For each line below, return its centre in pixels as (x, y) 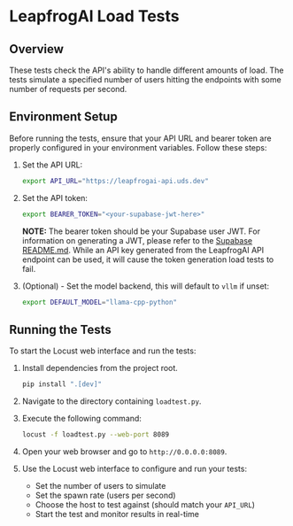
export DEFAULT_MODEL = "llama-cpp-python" (100, 302)
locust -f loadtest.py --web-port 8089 (96, 435)
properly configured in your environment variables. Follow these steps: (138, 147)
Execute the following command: (81, 419)
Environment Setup (63, 117)
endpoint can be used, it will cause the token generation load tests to (148, 259)
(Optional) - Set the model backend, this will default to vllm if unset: (146, 286)
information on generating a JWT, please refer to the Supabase (137, 240)
